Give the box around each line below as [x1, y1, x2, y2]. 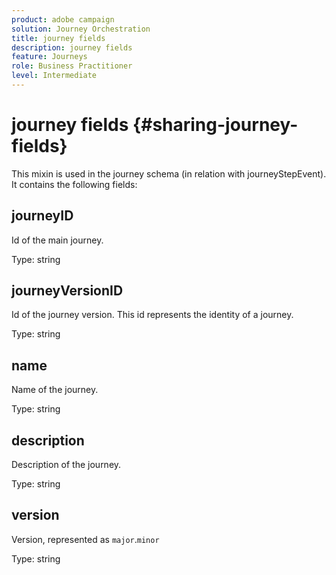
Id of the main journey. [11, 234, 104, 246]
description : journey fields [11, 42, 133, 53]
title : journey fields [11, 33, 106, 43]
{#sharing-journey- [132, 114, 299, 136]
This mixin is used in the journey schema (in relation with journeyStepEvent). [11, 167, 327, 180]
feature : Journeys [11, 52, 88, 62]
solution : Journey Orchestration [11, 24, 151, 34]
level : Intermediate [11, 71, 98, 81]
